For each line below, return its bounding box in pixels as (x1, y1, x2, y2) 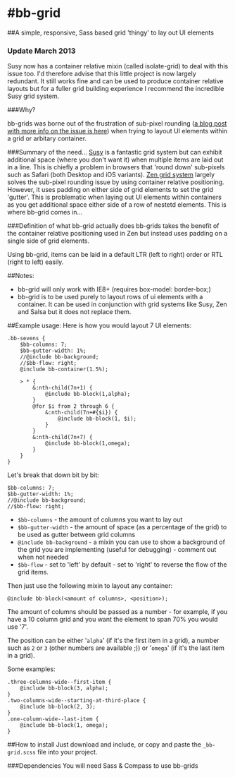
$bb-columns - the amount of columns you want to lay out (17, 515, 183, 524)
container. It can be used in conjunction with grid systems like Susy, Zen (17, 300, 227, 308)
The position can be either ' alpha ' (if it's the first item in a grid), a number (7, 637, 220, 645)
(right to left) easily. (7, 258, 64, 266)
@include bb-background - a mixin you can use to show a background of (17, 538, 225, 546)
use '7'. (7, 622, 28, 631)
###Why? (7, 106, 36, 114)
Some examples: (7, 665, 56, 673)
